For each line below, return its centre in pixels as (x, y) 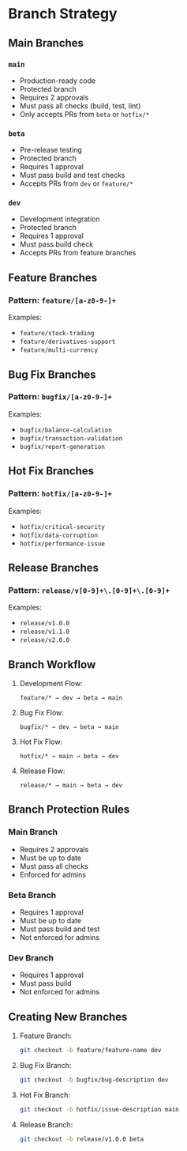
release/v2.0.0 (45, 640)
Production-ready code (58, 81)
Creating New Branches (68, 1017)
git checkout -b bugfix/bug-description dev (94, 1080)
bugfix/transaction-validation (71, 438)
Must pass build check (56, 244)
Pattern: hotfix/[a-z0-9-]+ (60, 493)
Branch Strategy (63, 14)
